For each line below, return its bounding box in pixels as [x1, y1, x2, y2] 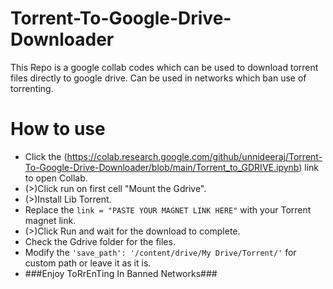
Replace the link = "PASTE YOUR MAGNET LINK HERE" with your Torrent [24, 203, 312, 216]
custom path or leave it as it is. [24, 257, 152, 269]
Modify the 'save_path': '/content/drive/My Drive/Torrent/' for [24, 246, 297, 258]
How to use [10, 118, 106, 141]
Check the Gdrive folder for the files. [24, 235, 176, 247]
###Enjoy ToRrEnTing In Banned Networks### [24, 267, 218, 279]
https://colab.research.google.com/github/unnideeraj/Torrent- [66, 150, 323, 162]
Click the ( [24, 150, 68, 162]
